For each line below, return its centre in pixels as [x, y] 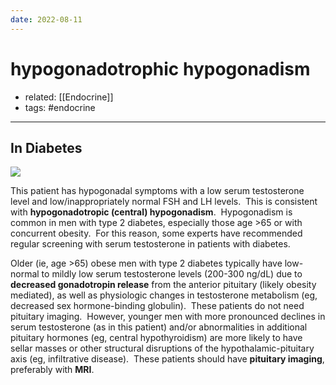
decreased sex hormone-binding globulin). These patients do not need [157, 306]
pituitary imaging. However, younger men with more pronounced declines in [168, 317]
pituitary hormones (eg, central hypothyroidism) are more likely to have [156, 338]
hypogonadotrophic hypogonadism [160, 68]
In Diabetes [46, 147]
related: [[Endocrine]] [69, 97]
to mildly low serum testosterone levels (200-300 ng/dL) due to [172, 274]
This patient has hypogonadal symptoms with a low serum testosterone [157, 191]
